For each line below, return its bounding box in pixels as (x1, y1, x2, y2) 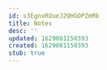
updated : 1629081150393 (8, 34, 89, 43)
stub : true (8, 49, 45, 57)
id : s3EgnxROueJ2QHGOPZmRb (8, 11, 100, 20)
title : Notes (8, 19, 53, 27)
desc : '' (8, 27, 38, 35)
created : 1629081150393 (8, 42, 89, 50)
